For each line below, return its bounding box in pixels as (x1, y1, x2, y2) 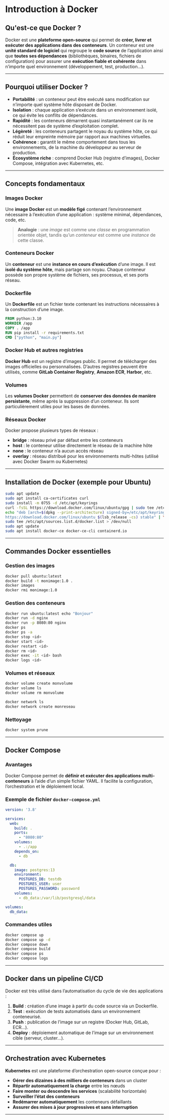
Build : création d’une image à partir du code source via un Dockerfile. (12, 1003, 158, 1009)
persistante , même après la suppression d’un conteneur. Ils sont (5, 398, 139, 404)
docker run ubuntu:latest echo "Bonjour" (5, 611, 94, 616)
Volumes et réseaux (5, 670, 55, 677)
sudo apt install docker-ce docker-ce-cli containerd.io (5, 529, 127, 534)
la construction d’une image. (5, 307, 64, 313)
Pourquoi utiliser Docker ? (5, 83, 88, 91)
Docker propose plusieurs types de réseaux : (5, 427, 99, 433)
